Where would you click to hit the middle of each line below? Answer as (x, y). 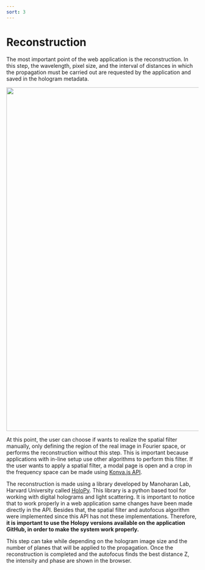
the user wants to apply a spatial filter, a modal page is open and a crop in (99, 466)
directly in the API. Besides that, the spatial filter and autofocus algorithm (98, 510)
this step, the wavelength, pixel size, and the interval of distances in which (100, 65)
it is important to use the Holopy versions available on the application (96, 522)
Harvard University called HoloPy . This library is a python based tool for (96, 490)
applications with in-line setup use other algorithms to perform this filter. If (100, 459)
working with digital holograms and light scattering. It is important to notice (101, 497)
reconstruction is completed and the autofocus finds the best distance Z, (98, 554)
